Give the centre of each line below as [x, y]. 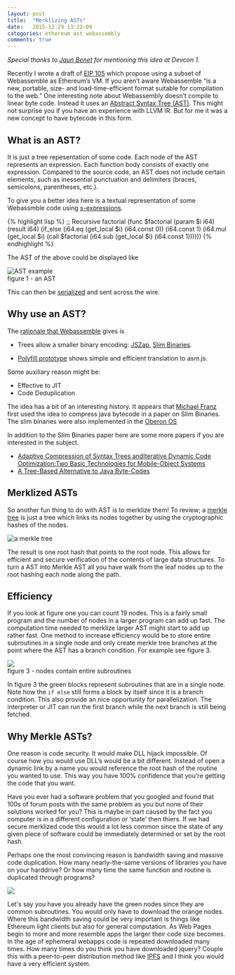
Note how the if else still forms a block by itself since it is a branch [105, 692]
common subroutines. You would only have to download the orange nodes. [116, 912]
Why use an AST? [47, 314]
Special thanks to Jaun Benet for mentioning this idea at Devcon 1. [103, 60]
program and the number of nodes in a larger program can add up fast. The [116, 621]
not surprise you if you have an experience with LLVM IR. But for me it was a [117, 111]
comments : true [29, 40]
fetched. [19, 714]
